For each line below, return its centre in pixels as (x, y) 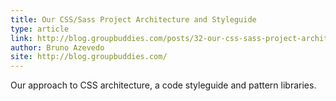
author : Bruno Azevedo (57, 47)
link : (21, 38)
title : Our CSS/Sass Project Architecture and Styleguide (133, 19)
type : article (40, 29)
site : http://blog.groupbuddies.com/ (89, 57)
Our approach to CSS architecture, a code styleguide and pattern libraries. (163, 85)
